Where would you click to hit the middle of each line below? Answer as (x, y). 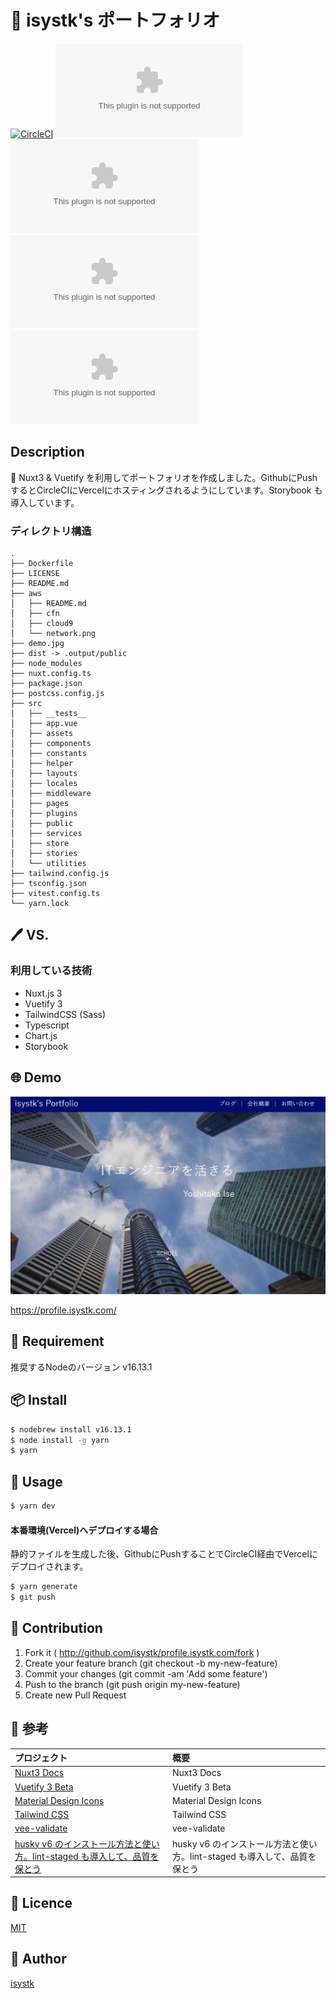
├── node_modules (46, 664)
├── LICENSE (35, 574)
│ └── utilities (48, 864)
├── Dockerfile (42, 564)
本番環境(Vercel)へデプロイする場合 (84, 1530)
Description (47, 452)
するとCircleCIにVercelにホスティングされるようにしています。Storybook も (166, 490)
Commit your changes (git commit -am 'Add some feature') (146, 1673)
